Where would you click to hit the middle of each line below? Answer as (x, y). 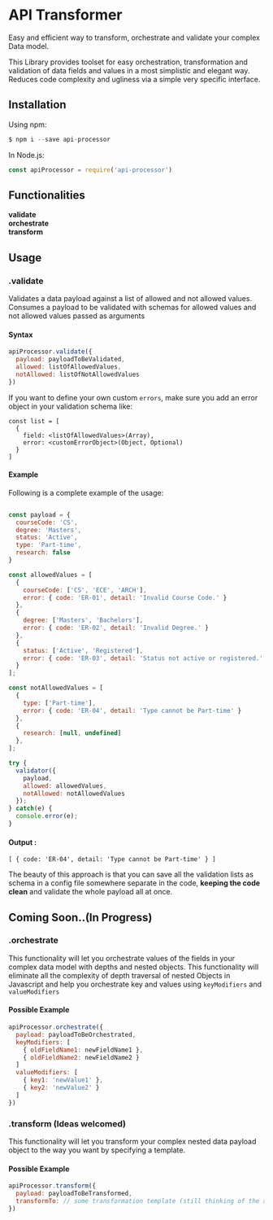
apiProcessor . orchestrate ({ (56, 1027)
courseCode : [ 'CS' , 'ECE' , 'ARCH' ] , (85, 590)
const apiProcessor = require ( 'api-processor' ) (91, 170)
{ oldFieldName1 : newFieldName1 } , (83, 1050)
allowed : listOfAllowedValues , (69, 367)
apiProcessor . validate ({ (50, 352)
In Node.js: (26, 155)
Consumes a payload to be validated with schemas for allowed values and (132, 307)
